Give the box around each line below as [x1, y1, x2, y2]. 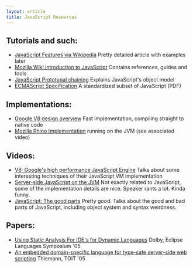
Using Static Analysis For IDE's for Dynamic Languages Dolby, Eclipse [14, 236, 183, 243]
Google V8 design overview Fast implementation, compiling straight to [14, 115, 184, 122]
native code [14, 121, 43, 128]
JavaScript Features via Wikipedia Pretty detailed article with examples [14, 51, 186, 59]
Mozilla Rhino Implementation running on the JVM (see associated [14, 127, 174, 135]
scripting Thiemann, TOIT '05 [14, 255, 86, 262]
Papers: [6, 220, 35, 230]
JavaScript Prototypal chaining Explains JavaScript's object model [14, 76, 175, 83]
